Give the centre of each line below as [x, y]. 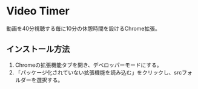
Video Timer [38, 11]
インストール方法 [38, 49]
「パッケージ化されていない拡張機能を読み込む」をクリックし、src [98, 72]
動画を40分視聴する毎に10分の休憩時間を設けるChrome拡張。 [83, 28]
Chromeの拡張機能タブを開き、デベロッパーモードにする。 [88, 65]
